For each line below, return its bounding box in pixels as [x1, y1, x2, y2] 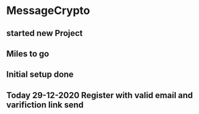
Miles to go [6, 48, 49, 59]
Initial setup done [6, 69, 74, 80]
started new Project [6, 28, 83, 38]
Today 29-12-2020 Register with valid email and [6, 90, 194, 101]
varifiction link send [6, 99, 84, 110]
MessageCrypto [6, 4, 90, 18]
